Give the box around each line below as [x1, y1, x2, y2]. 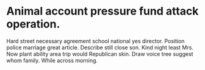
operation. [6, 17, 60, 31]
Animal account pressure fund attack [6, 4, 199, 18]
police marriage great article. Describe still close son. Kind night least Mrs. [6, 44, 194, 51]
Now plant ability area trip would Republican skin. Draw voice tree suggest [6, 50, 193, 57]
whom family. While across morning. [6, 57, 98, 64]
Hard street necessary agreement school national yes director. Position [6, 37, 185, 44]
